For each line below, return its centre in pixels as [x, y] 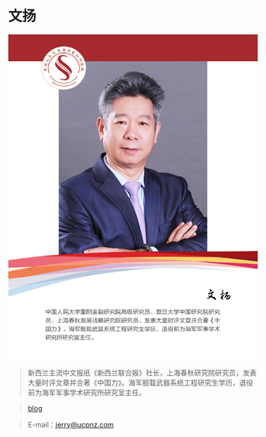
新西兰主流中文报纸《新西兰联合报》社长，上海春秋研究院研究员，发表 [142, 372]
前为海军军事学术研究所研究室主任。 [87, 392]
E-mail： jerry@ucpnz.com [71, 424]
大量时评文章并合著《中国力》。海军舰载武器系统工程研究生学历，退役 [140, 382]
